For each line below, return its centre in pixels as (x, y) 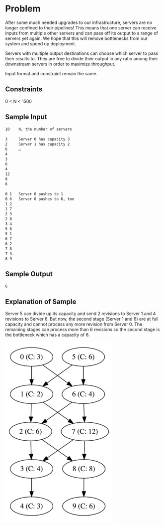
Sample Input (26, 117)
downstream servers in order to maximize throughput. (60, 64)
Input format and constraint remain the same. (51, 73)
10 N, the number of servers (39, 129)
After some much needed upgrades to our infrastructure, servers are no (79, 22)
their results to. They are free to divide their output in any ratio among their (82, 58)
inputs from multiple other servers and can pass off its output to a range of (82, 33)
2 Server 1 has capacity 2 (38, 144)
